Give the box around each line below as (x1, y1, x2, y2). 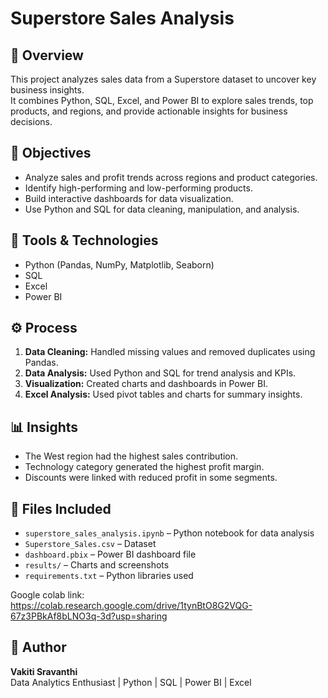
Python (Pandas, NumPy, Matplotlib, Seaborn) (24, 258, 215, 271)
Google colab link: (10, 589, 85, 601)
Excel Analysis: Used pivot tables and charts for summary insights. (24, 388, 303, 401)
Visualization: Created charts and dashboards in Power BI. (24, 378, 269, 390)
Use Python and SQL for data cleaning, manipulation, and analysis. (24, 203, 300, 215)
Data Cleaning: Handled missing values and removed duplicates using (24, 346, 316, 358)
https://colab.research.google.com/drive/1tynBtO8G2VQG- (10, 600, 253, 612)
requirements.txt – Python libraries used (24, 570, 194, 582)
